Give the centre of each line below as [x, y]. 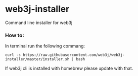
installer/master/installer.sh [37, 59]
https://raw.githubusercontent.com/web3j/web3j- [74, 55]
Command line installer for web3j [39, 23]
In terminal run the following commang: [45, 46]
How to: [15, 35]
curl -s [13, 55]
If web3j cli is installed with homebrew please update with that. [69, 68]
